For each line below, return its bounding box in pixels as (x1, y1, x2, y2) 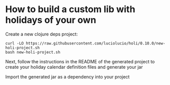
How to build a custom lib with (5, 4, 135, 15)
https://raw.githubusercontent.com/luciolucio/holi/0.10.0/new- (26, 40, 166, 46)
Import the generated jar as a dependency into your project (5, 73, 130, 79)
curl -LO (5, 40, 24, 46)
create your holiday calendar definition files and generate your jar (5, 64, 143, 70)
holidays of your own (5, 14, 96, 26)
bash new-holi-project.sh (5, 50, 60, 55)
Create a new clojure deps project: (5, 31, 78, 37)
